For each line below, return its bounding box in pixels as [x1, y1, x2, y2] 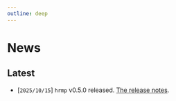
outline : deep [7, 10, 49, 17]
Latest [7, 67, 35, 80]
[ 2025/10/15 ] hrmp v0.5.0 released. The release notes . [17, 86, 170, 94]
